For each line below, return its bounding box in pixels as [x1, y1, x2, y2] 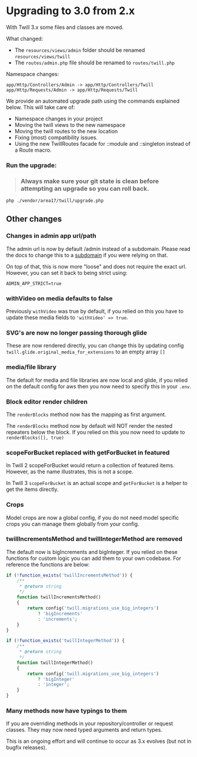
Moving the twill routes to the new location [14, 127, 118, 135]
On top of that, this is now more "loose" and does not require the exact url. [6, 263, 187, 270]
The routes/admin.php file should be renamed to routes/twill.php [14, 59, 175, 66]
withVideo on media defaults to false [6, 294, 113, 302]
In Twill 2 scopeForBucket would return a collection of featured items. [6, 462, 175, 469]
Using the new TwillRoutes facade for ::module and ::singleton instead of [14, 140, 191, 147]
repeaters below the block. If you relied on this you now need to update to [6, 428, 185, 435]
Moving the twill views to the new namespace [14, 121, 125, 128]
